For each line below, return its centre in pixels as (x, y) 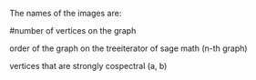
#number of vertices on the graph (73, 30)
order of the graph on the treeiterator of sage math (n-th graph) (128, 48)
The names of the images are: (66, 13)
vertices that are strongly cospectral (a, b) (88, 66)
